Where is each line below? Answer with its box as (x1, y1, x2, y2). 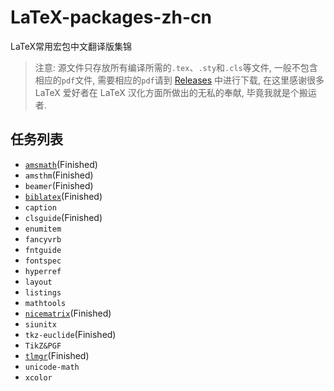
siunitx (24, 319, 57, 330)
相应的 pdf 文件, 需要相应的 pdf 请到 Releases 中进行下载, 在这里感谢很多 (34, 74, 325, 86)
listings (24, 287, 62, 298)
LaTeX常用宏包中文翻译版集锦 (10, 40, 133, 52)
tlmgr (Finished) (24, 349, 90, 361)
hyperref (24, 266, 62, 276)
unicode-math (24, 362, 80, 372)
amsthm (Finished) (24, 169, 94, 181)
